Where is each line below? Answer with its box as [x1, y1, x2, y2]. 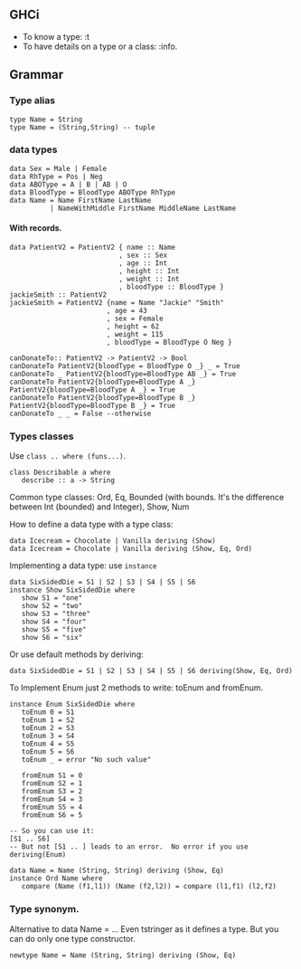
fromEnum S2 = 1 [21, 779, 83, 788]
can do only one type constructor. [9, 933, 136, 944]
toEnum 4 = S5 [21, 739, 75, 749]
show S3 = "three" [21, 610, 91, 619]
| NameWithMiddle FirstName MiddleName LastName [49, 204, 237, 213]
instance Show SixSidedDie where [9, 585, 136, 595]
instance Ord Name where [9, 874, 103, 883]
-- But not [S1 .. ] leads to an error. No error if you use [9, 842, 249, 851]
